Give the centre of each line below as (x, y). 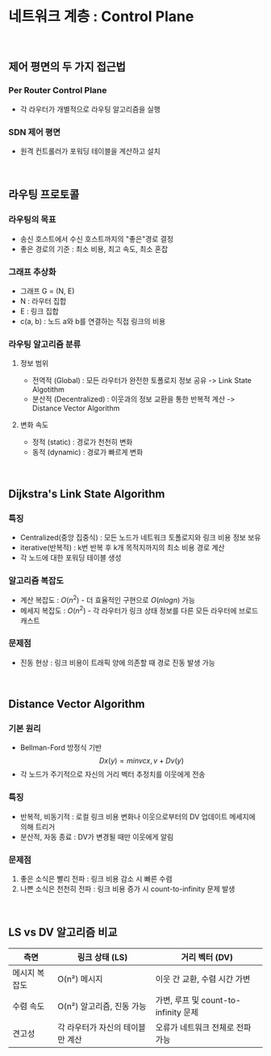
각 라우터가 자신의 (90, 1027)
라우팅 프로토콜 (44, 195)
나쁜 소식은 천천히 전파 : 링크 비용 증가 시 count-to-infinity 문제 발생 (127, 889)
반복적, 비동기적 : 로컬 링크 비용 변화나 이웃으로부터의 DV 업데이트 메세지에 (138, 816)
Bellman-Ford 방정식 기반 (61, 747)
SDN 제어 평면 (34, 132)
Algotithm (48, 389)
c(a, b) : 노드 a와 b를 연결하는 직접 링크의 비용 (93, 321)
